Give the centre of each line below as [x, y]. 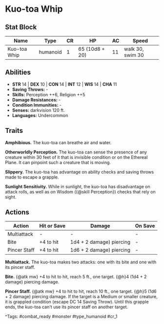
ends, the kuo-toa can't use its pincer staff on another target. [67, 307]
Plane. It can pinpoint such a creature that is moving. [58, 162]
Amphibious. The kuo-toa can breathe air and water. [58, 142]
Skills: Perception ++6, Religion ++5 [49, 94]
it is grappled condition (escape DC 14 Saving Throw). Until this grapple [77, 302]
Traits [14, 131]
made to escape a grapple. [32, 177]
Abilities [18, 73]
